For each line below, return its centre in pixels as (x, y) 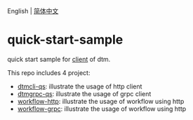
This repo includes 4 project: (49, 72)
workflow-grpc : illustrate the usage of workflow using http (102, 109)
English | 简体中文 (33, 11)
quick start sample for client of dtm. (59, 59)
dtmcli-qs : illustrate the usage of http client (80, 86)
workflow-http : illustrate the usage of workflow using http (101, 101)
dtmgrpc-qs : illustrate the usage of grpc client (84, 93)
